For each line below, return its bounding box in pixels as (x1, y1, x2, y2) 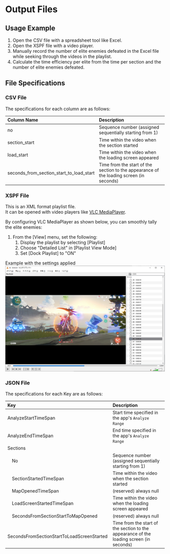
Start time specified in (112, 409, 158, 415)
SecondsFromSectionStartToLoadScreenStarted (7, 533, 108, 539)
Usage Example (5, 24, 56, 32)
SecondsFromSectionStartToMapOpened (12, 513, 98, 519)
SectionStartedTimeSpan (12, 475, 64, 481)
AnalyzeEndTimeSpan (7, 433, 54, 439)
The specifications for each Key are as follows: (5, 391, 103, 397)
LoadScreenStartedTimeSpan (12, 500, 74, 506)
